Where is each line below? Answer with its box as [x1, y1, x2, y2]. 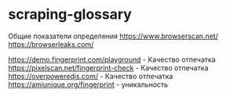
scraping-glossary [8, 5, 132, 23]
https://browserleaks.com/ [8, 39, 94, 48]
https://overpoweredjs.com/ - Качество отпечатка [8, 71, 173, 81]
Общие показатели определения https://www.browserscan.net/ [8, 31, 218, 41]
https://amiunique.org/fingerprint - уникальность [8, 80, 169, 89]
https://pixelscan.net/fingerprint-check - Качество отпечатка [8, 63, 210, 72]
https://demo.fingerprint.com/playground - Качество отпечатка [8, 55, 216, 64]
